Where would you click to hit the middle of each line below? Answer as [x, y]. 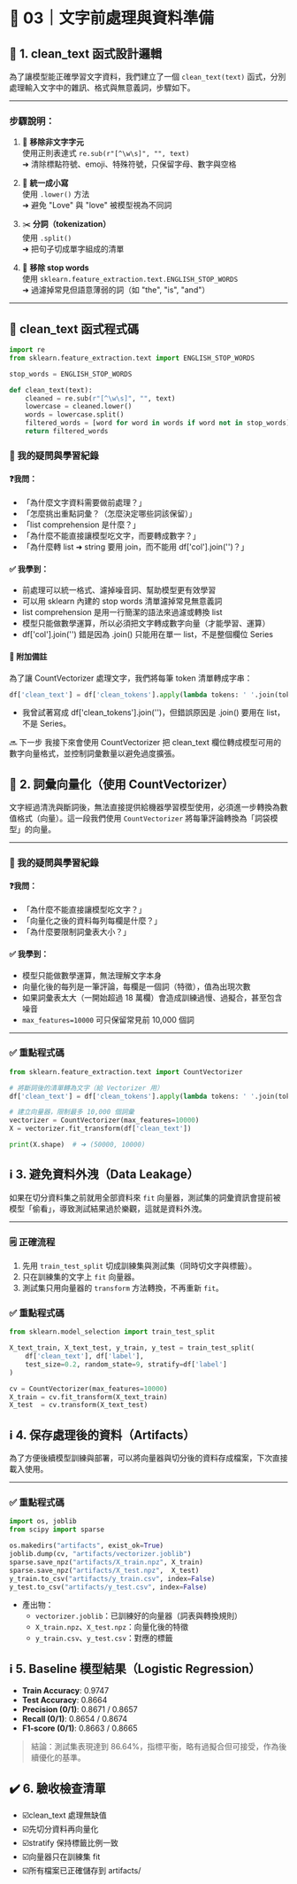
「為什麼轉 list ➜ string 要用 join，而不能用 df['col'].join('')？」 [135, 547]
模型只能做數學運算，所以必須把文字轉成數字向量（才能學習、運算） [146, 623]
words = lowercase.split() [75, 415]
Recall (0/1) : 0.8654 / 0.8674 [75, 1719]
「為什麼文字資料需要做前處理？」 [84, 502]
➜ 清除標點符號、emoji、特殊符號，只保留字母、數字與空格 [129, 164]
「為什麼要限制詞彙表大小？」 [76, 932]
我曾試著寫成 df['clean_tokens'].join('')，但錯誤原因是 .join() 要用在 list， [153, 712]
